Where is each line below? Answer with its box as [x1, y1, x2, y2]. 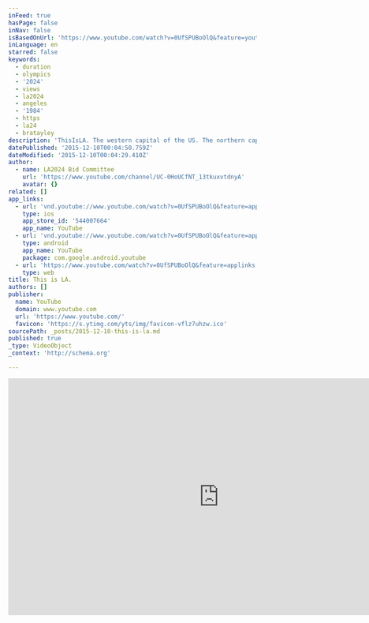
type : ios [22, 210, 55, 218]
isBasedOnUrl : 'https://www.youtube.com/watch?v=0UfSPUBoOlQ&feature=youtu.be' [8, 33, 278, 42]
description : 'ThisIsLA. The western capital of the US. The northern [8, 136, 245, 144]
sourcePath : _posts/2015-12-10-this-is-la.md [8, 327, 160, 336]
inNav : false [8, 26, 51, 34]
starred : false [8, 48, 58, 56]
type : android [22, 239, 69, 247]
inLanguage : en [8, 41, 58, 49]
